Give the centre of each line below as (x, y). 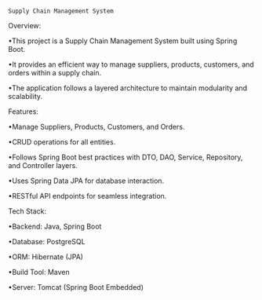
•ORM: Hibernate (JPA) (46, 257)
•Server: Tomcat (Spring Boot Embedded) (76, 287)
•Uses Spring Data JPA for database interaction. (86, 181)
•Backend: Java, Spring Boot (55, 226)
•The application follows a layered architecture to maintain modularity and (128, 88)
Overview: (25, 26)
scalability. (25, 96)
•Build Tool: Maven (39, 272)
